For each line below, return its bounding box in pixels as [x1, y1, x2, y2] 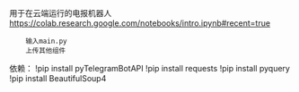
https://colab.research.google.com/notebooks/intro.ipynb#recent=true [9, 18, 271, 29]
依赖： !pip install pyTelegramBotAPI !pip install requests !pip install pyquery [9, 63, 290, 73]
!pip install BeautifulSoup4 [9, 73, 107, 83]
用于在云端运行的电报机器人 [9, 8, 112, 18]
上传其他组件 [25, 46, 66, 55]
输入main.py [25, 37, 67, 46]
